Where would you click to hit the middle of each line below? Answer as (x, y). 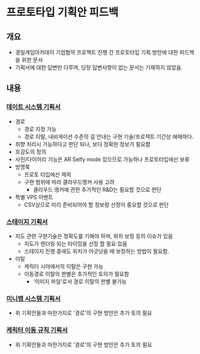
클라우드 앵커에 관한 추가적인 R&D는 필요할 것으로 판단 (97, 189)
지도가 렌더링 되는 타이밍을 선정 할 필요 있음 (76, 243)
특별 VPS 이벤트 (34, 197)
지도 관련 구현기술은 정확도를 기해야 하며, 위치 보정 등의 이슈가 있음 (94, 236)
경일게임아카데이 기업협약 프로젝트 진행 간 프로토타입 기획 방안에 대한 (96, 52)
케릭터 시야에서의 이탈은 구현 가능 (64, 266)
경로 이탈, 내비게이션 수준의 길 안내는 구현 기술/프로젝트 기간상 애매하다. (109, 136)
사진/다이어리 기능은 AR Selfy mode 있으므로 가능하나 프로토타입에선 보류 (102, 159)
